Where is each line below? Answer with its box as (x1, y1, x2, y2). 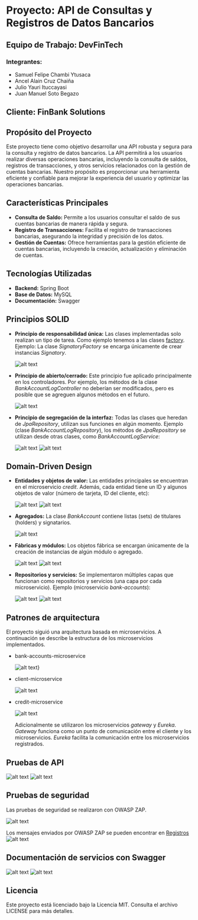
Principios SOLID (6, 314, 70, 324)
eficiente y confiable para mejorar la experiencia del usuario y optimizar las (6, 174, 189, 182)
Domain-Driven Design (6, 461, 92, 472)
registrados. (14, 740, 44, 747)
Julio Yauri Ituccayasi (14, 84, 67, 91)
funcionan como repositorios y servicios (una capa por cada (14, 578, 162, 585)
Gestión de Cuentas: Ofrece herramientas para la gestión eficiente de (14, 238, 186, 246)
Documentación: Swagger (14, 297, 80, 304)
